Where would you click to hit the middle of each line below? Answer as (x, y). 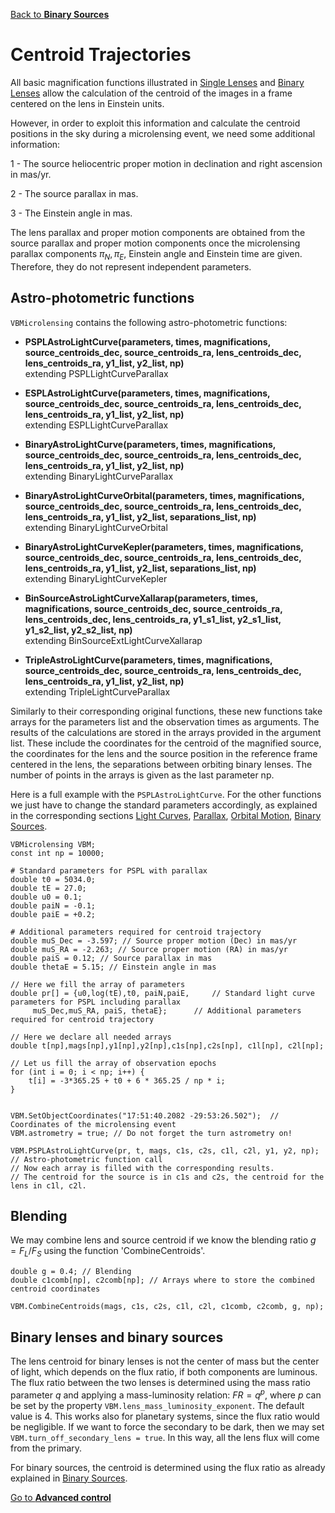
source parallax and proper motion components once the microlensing (155, 243)
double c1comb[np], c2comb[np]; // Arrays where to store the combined (162, 1280)
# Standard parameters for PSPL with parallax (109, 870)
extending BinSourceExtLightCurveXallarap (113, 640)
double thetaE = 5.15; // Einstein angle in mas (113, 967)
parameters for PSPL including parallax (96, 1002)
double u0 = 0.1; (46, 897)
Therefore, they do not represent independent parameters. (131, 266)
